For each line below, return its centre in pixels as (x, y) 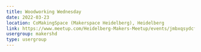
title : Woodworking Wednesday (44, 12)
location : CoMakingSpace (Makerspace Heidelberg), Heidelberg (85, 23)
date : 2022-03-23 (28, 17)
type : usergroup (26, 39)
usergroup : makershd (32, 34)
